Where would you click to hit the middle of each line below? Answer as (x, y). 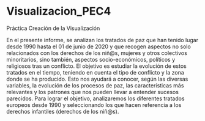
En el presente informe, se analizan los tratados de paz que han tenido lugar (102, 40)
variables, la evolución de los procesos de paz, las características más (95, 85)
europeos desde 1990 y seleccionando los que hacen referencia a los (94, 105)
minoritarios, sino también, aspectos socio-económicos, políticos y (91, 59)
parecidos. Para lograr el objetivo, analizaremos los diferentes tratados (95, 98)
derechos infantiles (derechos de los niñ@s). (63, 111)
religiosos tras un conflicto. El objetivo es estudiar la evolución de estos (96, 66)
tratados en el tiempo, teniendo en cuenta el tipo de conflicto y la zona (95, 72)
